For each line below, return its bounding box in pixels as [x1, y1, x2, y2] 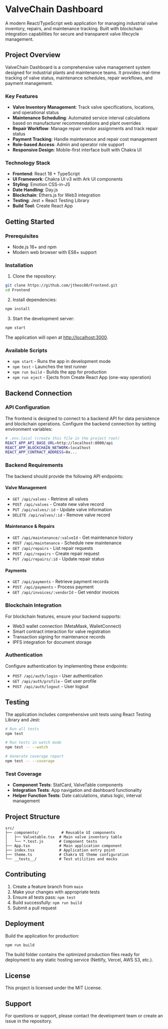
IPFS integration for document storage [12, 639, 92, 645]
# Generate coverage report [5, 754, 64, 759]
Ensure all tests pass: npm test [12, 894, 76, 900]
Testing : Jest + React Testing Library [12, 198, 90, 204]
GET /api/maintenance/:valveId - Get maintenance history [12, 534, 133, 541]
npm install [5, 307, 30, 312]
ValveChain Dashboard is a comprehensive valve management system [5, 64, 150, 70]
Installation [5, 261, 34, 268]
